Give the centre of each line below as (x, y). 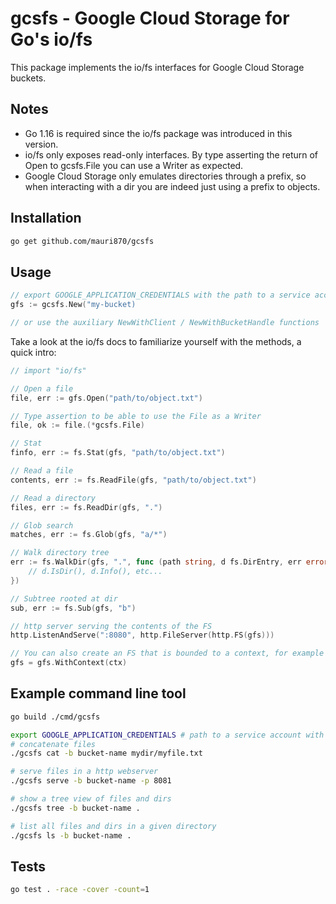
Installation (46, 218)
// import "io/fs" (48, 370)
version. (41, 144)
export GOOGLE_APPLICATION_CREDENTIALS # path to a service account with (167, 735)
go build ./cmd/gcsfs (55, 717)
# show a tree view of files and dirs (91, 799)
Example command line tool (98, 693)
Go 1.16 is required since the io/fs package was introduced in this (158, 133)
